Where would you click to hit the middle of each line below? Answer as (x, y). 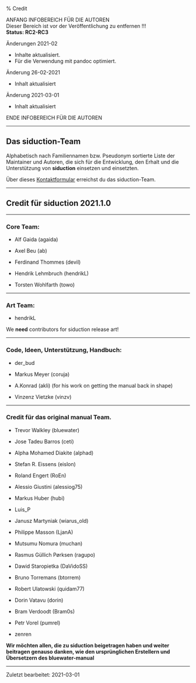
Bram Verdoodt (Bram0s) (45, 611)
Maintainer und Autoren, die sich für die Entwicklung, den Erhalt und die (92, 162)
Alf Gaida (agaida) (36, 239)
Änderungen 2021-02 (32, 44)
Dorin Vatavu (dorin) (39, 600)
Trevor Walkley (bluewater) (47, 430)
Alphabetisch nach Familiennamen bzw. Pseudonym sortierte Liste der (90, 156)
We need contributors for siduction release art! (62, 329)
